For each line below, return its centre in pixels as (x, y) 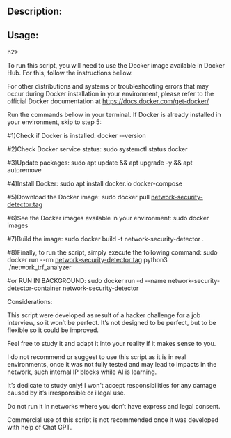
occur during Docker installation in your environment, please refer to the (111, 94)
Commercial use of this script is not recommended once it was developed (113, 420)
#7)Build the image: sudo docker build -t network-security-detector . (105, 239)
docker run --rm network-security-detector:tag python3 (88, 260)
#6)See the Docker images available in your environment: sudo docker (108, 218)
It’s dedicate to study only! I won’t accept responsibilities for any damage (112, 386)
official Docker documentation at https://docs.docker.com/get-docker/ (108, 101)
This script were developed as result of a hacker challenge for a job (104, 315)
